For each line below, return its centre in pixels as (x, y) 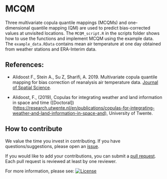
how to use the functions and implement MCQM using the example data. (80, 38)
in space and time (31, 102)
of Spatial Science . (32, 87)
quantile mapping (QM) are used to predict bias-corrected (91, 27)
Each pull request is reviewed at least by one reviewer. (61, 161)
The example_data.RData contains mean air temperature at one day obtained (83, 43)
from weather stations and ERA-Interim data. (51, 49)
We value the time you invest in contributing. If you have (63, 141)
